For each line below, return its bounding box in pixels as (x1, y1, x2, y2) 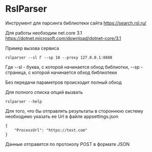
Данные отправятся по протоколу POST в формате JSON (5, 141, 130, 147)
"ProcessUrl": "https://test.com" (14, 128, 87, 133)
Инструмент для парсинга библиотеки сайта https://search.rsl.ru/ (5, 20, 146, 26)
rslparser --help (5, 99, 42, 104)
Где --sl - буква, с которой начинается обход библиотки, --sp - (5, 64, 143, 70)
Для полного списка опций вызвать (5, 89, 83, 95)
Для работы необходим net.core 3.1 (5, 30, 82, 36)
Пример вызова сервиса (5, 45, 59, 51)
